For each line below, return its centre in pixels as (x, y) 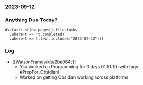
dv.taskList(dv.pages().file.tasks (41, 30)
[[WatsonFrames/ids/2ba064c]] (44, 62)
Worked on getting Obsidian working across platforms (74, 77)
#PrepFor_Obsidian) (39, 72)
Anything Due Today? (31, 20)
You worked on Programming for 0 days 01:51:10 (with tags (79, 66)
